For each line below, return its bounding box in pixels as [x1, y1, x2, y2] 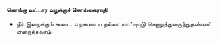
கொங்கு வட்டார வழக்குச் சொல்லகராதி [6, 6, 108, 14]
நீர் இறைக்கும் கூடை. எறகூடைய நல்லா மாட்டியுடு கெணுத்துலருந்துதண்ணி [16, 20, 212, 28]
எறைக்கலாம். [16, 28, 54, 35]
